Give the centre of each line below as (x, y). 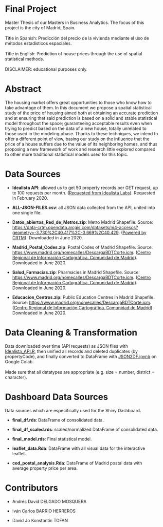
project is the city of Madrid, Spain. (40, 27)
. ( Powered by (133, 232)
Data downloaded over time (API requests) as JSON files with (66, 346)
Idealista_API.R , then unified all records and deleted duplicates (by (71, 351)
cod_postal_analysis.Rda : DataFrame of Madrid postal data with (77, 463)
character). (16, 377)
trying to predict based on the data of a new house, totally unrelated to (76, 128)
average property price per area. (45, 468)
